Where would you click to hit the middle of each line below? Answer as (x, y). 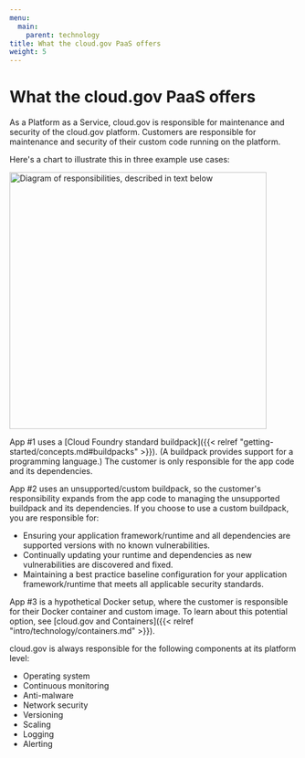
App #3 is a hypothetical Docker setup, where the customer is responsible (149, 602)
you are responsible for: (54, 518)
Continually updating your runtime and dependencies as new (137, 555)
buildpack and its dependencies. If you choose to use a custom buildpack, (149, 509)
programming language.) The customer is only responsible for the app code (152, 461)
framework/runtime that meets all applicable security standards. (143, 584)
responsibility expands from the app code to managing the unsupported (145, 499)
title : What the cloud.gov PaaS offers (85, 43)
